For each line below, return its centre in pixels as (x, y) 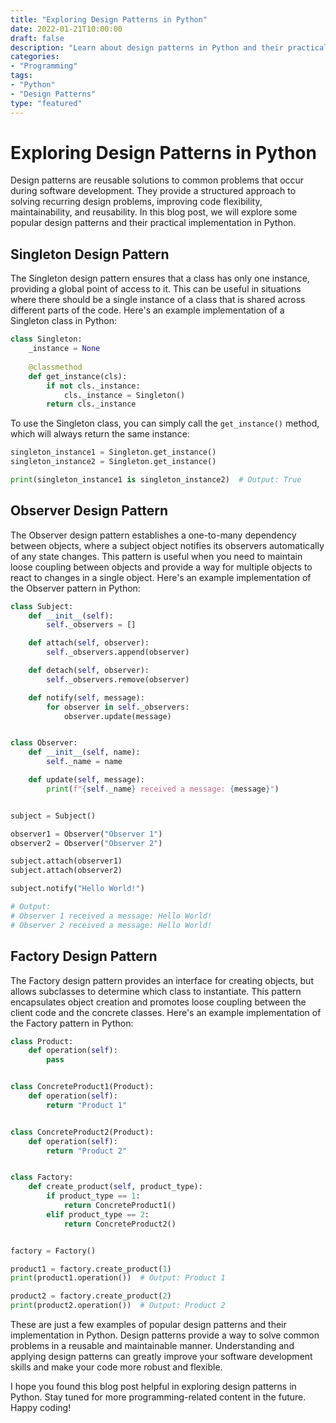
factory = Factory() (53, 1251)
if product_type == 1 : (93, 1196)
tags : (21, 76)
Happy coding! (41, 1407)
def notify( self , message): (86, 697)
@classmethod (55, 367)
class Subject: (42, 606)
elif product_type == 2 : (98, 1214)
